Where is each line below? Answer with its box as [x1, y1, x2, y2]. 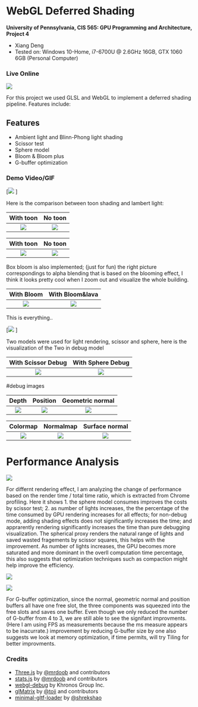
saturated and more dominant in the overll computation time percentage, [6, 549, 184, 556]
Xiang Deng [14, 42, 44, 49]
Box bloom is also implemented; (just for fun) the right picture [6, 264, 157, 271]
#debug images [6, 382, 45, 390]
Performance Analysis [6, 455, 120, 468]
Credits [6, 655, 28, 663]
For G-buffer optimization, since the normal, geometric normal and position [6, 595, 190, 603]
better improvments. [6, 640, 56, 647]
